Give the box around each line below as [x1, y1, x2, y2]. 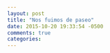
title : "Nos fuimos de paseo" [7, 17, 95, 23]
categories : [7, 36, 42, 43]
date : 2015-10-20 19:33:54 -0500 [7, 23, 104, 30]
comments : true [7, 29, 51, 36]
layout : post [7, 10, 45, 17]
